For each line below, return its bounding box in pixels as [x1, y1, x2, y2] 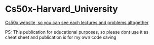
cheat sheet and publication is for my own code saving [5, 34, 116, 40]
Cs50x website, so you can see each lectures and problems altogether [5, 20, 149, 25]
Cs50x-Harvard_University [5, 3, 118, 15]
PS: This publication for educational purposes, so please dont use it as [5, 29, 149, 35]
